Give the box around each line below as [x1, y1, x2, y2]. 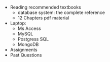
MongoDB [17, 41, 39, 47]
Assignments [10, 47, 38, 52]
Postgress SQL [17, 36, 49, 42]
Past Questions [10, 52, 42, 58]
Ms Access [17, 25, 42, 31]
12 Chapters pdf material [17, 15, 69, 20]
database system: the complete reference [17, 9, 105, 15]
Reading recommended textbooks [10, 4, 81, 10]
